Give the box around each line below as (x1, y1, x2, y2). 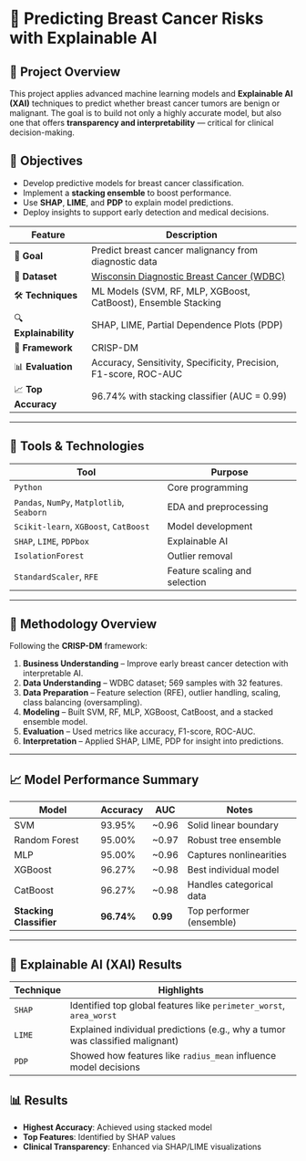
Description (165, 228, 219, 241)
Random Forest (14, 834, 79, 847)
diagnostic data (90, 255, 158, 267)
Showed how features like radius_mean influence (69, 1050, 277, 1062)
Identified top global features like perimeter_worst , (69, 999, 285, 1012)
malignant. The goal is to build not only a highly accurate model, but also (9, 108, 282, 118)
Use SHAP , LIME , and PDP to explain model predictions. (22, 196, 234, 208)
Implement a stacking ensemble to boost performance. (22, 187, 232, 198)
